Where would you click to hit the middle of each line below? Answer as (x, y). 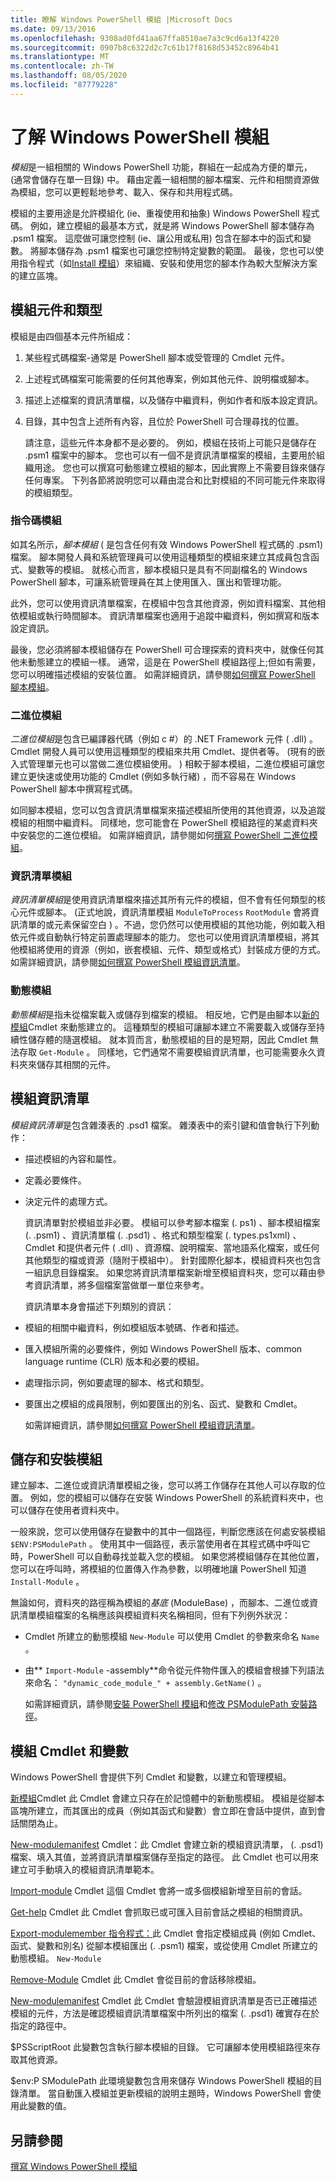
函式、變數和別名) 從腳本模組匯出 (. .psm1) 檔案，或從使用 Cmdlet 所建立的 (164, 1946)
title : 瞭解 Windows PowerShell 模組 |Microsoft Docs (121, 19)
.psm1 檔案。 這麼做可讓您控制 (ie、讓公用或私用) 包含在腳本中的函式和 (156, 238)
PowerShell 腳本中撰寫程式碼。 (74, 789)
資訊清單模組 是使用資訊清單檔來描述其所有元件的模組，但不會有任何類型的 (163, 900)
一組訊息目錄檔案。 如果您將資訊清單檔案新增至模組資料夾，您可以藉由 (170, 1272)
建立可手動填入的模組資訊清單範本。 (85, 1870)
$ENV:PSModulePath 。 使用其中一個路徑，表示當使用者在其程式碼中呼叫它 (160, 1544)
